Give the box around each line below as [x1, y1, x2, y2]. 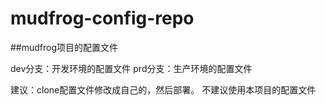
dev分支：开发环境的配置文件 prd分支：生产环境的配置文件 [10, 62, 253, 74]
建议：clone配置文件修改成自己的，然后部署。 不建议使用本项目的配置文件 [10, 83, 317, 96]
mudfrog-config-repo [10, 7, 195, 30]
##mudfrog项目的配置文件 [10, 41, 119, 53]
